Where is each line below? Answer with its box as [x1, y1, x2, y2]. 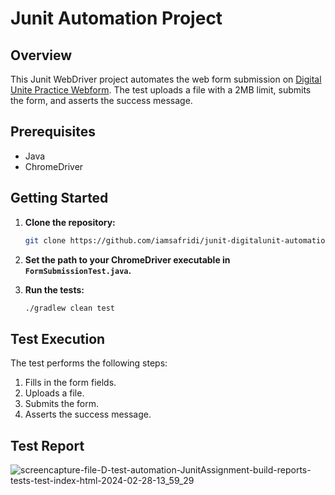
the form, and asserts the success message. [10, 95, 193, 106]
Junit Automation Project [10, 7, 223, 30]
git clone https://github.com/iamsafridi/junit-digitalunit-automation [24, 235, 330, 246]
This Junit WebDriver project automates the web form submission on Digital [10, 73, 322, 85]
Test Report [10, 437, 85, 454]
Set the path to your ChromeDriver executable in [24, 253, 231, 266]
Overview [10, 47, 73, 64]
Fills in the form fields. [24, 377, 117, 389]
